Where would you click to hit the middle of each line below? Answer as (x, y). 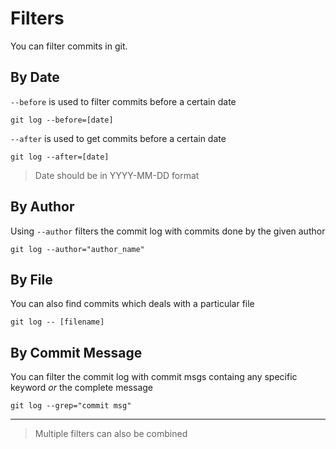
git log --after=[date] (60, 157)
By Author (42, 207)
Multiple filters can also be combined (111, 434)
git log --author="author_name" (77, 249)
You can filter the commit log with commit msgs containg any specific (154, 377)
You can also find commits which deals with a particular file (132, 304)
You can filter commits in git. (69, 46)
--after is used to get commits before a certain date (118, 138)
